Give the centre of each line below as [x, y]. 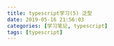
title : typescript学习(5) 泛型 [50, 13]
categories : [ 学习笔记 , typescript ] [57, 26]
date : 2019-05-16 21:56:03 [46, 20]
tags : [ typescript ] [35, 32]
